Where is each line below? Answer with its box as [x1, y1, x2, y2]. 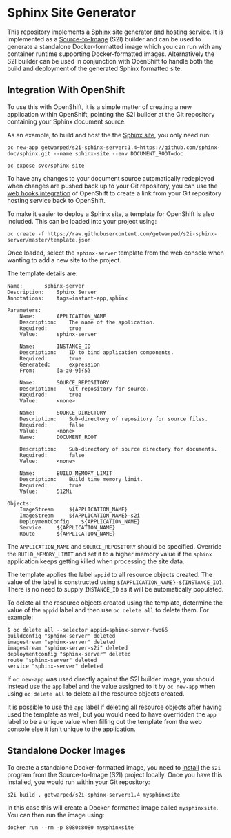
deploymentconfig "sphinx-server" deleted [7, 650, 131, 657]
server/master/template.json [7, 236, 91, 243]
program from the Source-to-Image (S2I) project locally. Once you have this [7, 770, 223, 779]
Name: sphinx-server [7, 282, 85, 289]
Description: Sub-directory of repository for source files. [19, 416, 208, 422]
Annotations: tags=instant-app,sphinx [7, 295, 128, 302]
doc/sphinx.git [7, 150, 51, 157]
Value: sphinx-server [19, 331, 97, 338]
